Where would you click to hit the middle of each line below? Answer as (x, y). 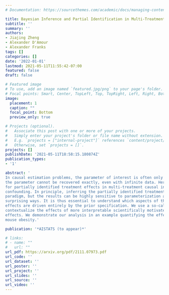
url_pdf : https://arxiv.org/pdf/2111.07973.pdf (56, 252)
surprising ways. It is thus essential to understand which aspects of (82, 201)
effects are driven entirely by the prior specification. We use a (77, 206)
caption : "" (22, 108)
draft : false (19, 75)
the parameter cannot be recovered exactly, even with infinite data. (81, 182)
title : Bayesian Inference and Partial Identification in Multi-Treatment (85, 19)
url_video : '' (20, 285)
